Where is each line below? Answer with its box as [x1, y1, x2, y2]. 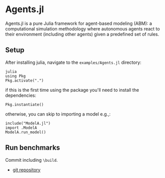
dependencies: [5, 92, 36, 98]
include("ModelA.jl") [5, 121, 51, 126]
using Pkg [5, 74, 26, 79]
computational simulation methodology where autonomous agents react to [5, 25, 160, 31]
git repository [12, 166, 41, 173]
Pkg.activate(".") [5, 78, 44, 83]
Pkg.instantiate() [5, 102, 44, 107]
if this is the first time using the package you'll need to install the [5, 87, 139, 93]
